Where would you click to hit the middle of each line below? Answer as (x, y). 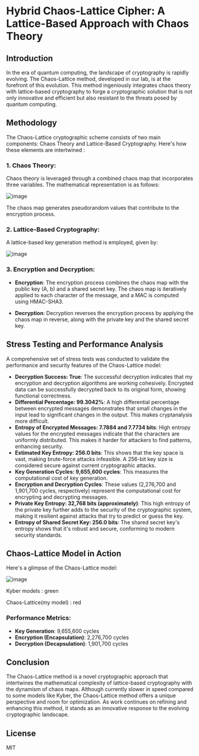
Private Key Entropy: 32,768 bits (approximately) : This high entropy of (102, 503)
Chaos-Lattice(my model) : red (44, 602)
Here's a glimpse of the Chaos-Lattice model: (62, 568)
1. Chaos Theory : (31, 165)
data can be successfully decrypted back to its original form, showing (100, 389)
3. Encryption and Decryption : (50, 269)
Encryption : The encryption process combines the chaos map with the (102, 282)
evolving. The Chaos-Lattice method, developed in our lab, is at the (89, 79)
